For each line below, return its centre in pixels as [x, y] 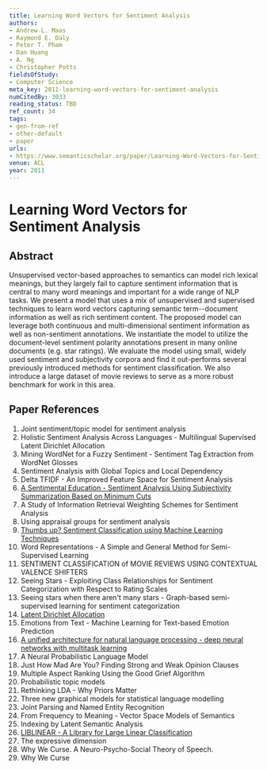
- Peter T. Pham [36, 45]
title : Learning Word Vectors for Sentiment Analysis [100, 15]
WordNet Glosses [49, 462]
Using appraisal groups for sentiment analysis [95, 522]
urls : [18, 148]
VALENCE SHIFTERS [54, 572]
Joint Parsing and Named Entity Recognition [92, 706]
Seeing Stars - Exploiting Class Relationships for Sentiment [116, 580]
